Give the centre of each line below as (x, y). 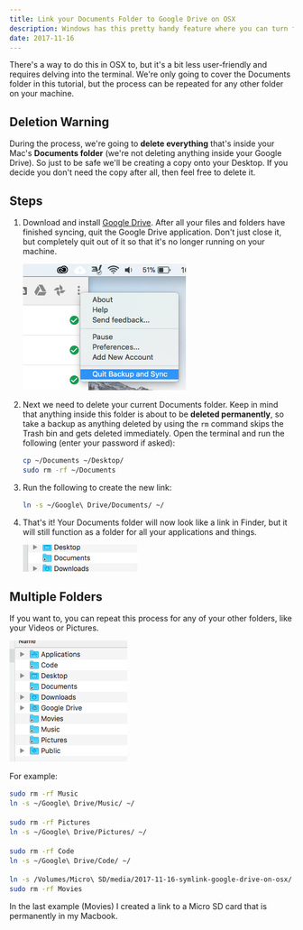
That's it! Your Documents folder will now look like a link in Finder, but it (155, 522)
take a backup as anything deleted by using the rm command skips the (153, 424)
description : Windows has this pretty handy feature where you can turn (149, 28)
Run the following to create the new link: (97, 487)
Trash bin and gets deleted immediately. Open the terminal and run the (153, 433)
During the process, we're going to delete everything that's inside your (142, 143)
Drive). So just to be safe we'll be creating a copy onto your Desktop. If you (149, 163)
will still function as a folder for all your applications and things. (139, 531)
